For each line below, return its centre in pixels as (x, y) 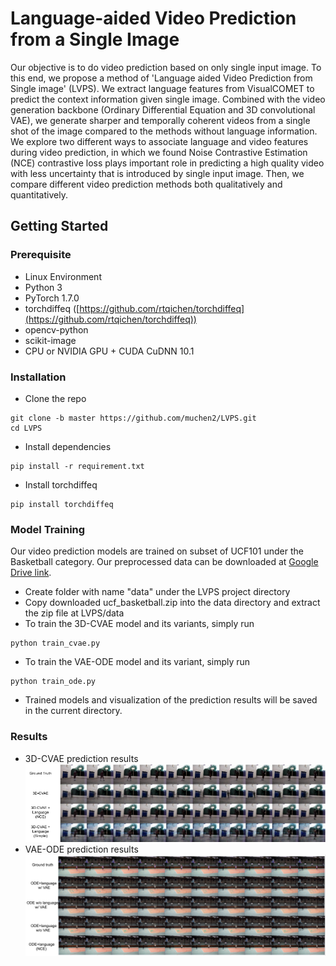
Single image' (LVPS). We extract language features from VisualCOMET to (162, 88)
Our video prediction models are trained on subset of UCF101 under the (157, 551)
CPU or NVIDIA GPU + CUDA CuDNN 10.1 (109, 351)
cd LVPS (26, 428)
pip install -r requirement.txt (77, 466)
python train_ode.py (53, 682)
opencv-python (56, 329)
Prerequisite (41, 255)
